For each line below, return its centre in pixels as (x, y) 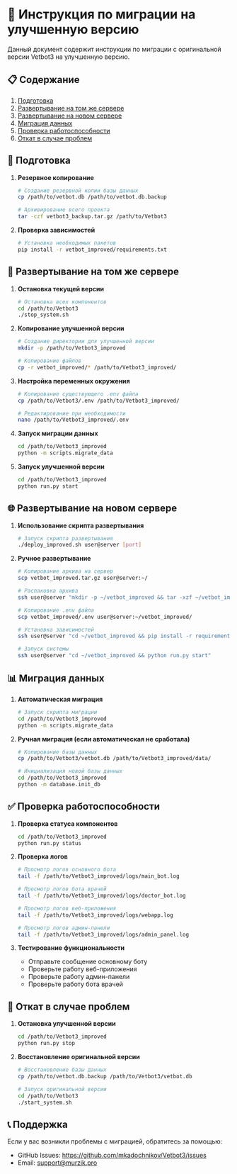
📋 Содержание (44, 80)
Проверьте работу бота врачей (76, 984)
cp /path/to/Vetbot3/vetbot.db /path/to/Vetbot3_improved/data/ (114, 759)
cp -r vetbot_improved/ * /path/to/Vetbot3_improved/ (97, 367)
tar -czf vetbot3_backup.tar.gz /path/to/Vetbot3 (92, 217)
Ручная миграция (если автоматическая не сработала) (104, 739)
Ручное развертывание (54, 559)
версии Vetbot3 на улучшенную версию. (69, 57)
